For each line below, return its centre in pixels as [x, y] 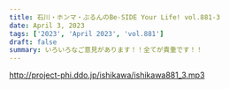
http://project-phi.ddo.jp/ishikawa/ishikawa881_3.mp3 [107, 75]
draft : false [33, 42]
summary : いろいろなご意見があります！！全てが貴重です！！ [106, 50]
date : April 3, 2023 [47, 26]
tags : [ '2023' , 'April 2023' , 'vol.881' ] [87, 33]
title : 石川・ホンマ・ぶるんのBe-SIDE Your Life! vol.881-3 [115, 17]
